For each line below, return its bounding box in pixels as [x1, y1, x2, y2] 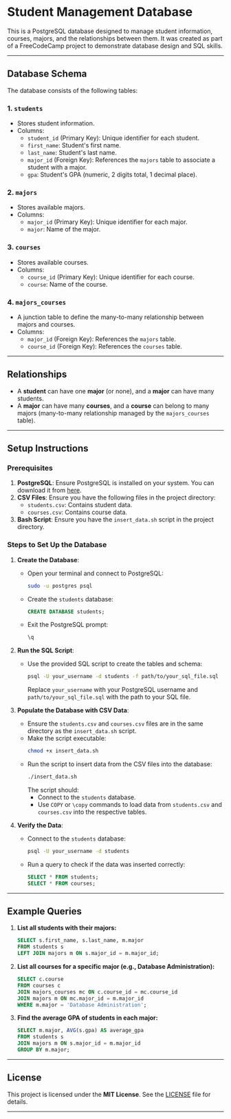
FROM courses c [16, 982, 61, 989]
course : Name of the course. [27, 280, 108, 288]
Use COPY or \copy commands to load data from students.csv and [37, 800, 222, 808]
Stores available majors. [16, 203, 85, 212]
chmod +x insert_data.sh [27, 748, 99, 754]
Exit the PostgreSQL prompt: [27, 621, 109, 629]
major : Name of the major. [27, 225, 101, 234]
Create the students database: [27, 595, 113, 603]
